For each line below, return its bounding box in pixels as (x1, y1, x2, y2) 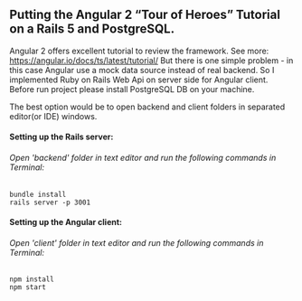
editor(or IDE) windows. (9, 110, 98, 121)
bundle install (9, 190, 67, 199)
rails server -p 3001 (9, 198, 91, 207)
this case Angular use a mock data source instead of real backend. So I (9, 64, 275, 75)
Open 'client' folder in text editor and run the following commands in (9, 237, 264, 248)
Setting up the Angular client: (9, 217, 123, 228)
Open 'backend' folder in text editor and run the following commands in (9, 153, 277, 163)
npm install (9, 275, 54, 284)
